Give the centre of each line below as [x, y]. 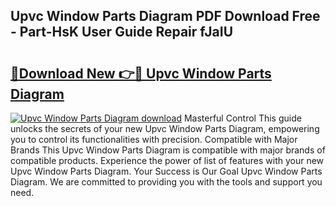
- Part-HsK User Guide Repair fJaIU [122, 32]
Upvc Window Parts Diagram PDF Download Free [165, 16]
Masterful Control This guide [242, 118]
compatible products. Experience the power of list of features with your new [167, 160]
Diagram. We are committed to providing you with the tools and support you [166, 182]
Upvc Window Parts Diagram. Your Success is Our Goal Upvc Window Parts [166, 171]
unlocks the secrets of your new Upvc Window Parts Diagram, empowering [165, 128]
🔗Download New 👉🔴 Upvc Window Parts [141, 73]
